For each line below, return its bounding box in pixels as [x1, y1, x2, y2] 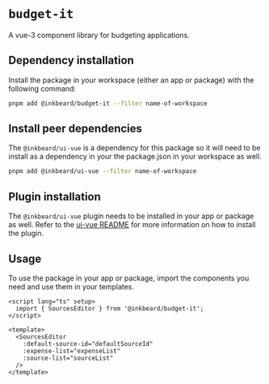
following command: [8, 83, 77, 93]
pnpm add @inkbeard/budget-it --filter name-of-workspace [8, 99, 208, 108]
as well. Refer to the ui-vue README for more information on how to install [8, 220, 256, 230]
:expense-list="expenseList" [23, 347, 121, 355]
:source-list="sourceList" [23, 354, 114, 362]
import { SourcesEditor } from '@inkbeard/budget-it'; [15, 304, 204, 313]
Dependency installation [8, 53, 135, 67]
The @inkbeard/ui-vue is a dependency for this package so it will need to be [8, 143, 261, 153]
